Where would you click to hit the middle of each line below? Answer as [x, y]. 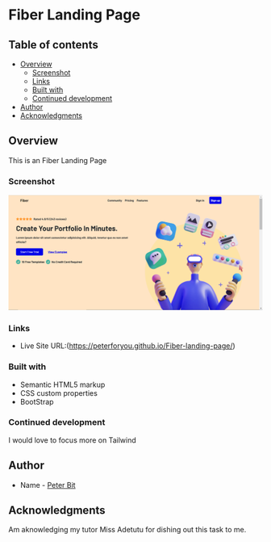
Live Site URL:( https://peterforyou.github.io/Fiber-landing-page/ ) [127, 346]
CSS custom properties [59, 393]
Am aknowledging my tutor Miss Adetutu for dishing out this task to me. [127, 530]
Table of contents [53, 45]
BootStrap [37, 401]
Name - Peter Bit [48, 485]
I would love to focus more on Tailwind [72, 440]
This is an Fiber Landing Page [58, 160]
